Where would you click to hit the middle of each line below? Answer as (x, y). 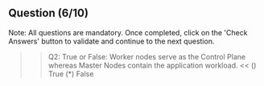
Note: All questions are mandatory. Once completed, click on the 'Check (128, 32)
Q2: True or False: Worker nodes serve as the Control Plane (147, 56)
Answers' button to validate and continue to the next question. (111, 41)
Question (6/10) (48, 13)
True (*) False (71, 74)
